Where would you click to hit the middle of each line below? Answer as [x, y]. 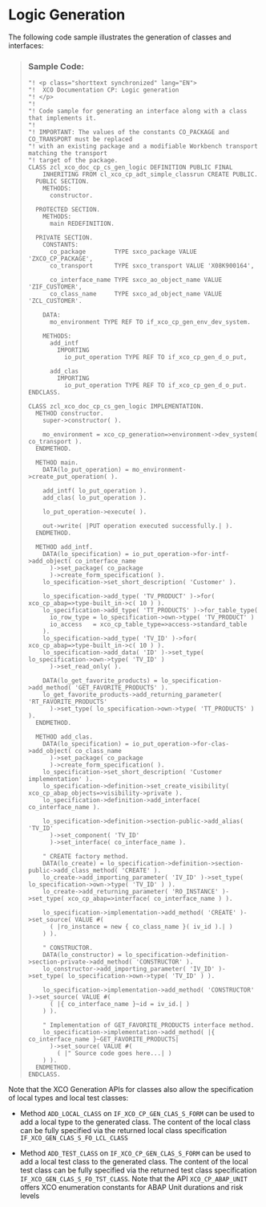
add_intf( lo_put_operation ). [95, 491]
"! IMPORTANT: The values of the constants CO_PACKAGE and [129, 133]
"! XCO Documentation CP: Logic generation [103, 90]
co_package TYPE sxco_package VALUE [123, 252]
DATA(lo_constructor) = [82, 955]
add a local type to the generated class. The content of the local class [135, 1122]
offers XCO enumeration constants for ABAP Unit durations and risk [131, 1188]
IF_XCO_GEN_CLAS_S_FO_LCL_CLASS [74, 1139]
